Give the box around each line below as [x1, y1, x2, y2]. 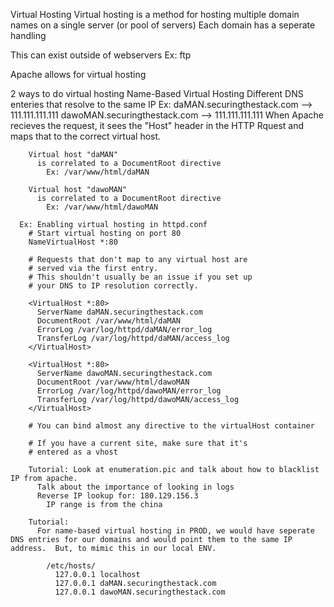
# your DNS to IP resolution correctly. [28, 281, 199, 291]
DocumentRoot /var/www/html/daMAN [36, 316, 182, 326]
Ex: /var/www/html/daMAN [46, 167, 150, 177]
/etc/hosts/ [46, 561, 97, 571]
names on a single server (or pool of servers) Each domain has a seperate [10, 19, 316, 31]
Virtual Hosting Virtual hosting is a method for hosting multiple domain [10, 9, 300, 20]
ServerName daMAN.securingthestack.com [36, 307, 203, 317]
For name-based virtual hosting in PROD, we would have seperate [36, 526, 315, 536]
